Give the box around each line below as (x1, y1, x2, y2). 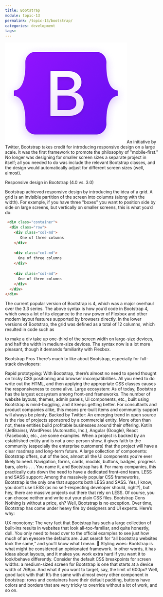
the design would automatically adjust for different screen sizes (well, (5, 165, 145, 171)
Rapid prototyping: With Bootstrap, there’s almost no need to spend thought (5, 371, 157, 376)
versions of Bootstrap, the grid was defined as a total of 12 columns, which (5, 321, 155, 327)
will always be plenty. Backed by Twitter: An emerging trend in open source (5, 412, 156, 418)
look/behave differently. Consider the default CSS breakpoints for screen (5, 556, 151, 562)
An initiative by (127, 139, 157, 145)
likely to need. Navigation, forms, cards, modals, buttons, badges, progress (5, 459, 156, 465)
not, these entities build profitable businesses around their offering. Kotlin (5, 422, 152, 428)
